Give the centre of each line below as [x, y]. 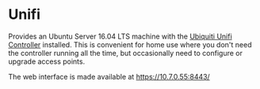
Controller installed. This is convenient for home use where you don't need [130, 44]
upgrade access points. [47, 61]
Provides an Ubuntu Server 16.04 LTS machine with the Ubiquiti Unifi [120, 36]
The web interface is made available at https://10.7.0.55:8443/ [109, 76]
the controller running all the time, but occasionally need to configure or [126, 53]
